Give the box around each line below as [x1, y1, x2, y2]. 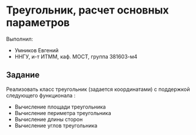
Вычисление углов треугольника [14, 122, 98, 129]
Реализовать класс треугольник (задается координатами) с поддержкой [6, 86, 190, 93]
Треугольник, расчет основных [6, 4, 169, 17]
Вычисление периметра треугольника [14, 109, 112, 116]
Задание [6, 70, 40, 80]
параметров [6, 16, 70, 29]
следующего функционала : [6, 92, 76, 99]
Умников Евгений [14, 46, 59, 53]
